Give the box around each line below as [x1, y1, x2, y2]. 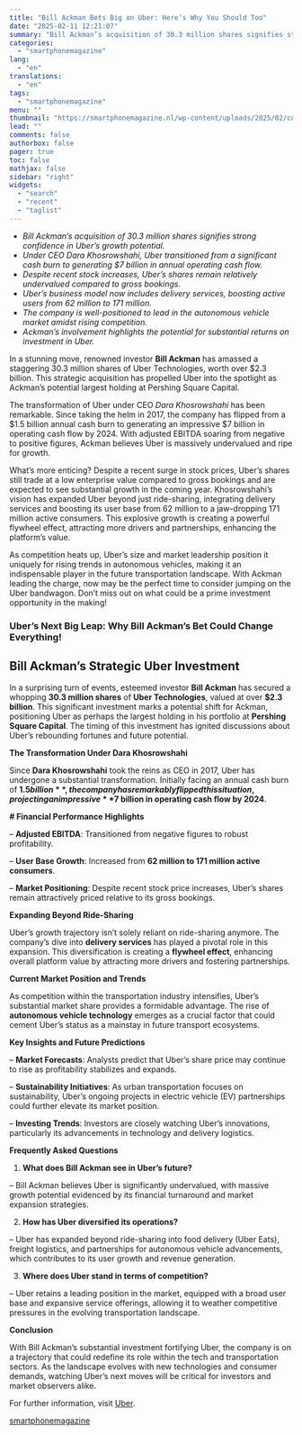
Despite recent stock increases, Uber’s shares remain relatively [22, 268, 258, 279]
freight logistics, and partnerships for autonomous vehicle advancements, [9, 1244, 283, 1255]
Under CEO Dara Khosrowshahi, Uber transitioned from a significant [22, 250, 277, 260]
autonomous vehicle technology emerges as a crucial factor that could [9, 1010, 276, 1021]
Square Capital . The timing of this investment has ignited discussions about [9, 721, 290, 731]
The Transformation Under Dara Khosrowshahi [9, 748, 188, 758]
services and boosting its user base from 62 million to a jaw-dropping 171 [9, 503, 280, 513]
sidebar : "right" [9, 172, 75, 181]
